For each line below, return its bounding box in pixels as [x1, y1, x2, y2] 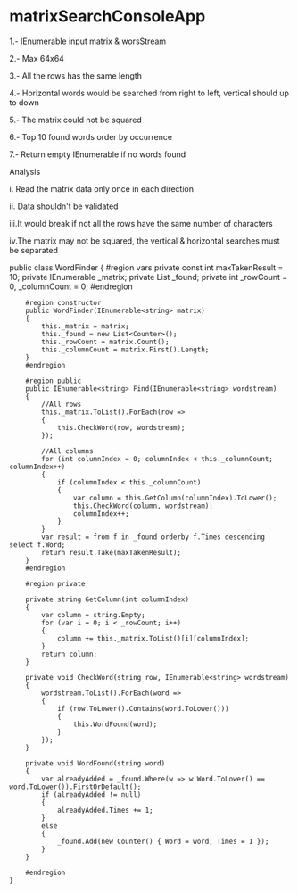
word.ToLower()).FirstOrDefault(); [9, 782, 142, 791]
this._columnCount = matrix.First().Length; [41, 345, 210, 354]
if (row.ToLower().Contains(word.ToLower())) [56, 704, 229, 713]
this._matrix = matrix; [41, 321, 129, 331]
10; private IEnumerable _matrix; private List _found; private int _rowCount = [9, 271, 288, 282]
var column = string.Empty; [41, 610, 145, 619]
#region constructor [25, 298, 102, 307]
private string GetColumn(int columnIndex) [25, 595, 190, 604]
